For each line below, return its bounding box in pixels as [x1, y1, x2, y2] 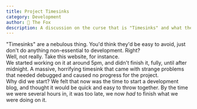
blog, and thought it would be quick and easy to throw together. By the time [6, 84, 189, 91]
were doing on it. [6, 97, 47, 104]
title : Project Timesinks [6, 8, 69, 15]
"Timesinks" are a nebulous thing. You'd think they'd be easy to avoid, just [6, 41, 186, 48]
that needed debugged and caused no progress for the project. [6, 72, 159, 79]
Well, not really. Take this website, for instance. [6, 53, 120, 60]
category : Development [6, 14, 62, 20]
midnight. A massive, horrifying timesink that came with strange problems [6, 65, 185, 73]
